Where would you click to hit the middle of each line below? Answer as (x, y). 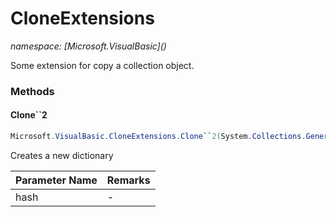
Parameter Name (56, 180)
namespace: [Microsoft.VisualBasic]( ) (88, 46)
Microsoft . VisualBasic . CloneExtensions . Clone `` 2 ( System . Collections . (158, 137)
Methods (32, 91)
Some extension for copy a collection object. (102, 65)
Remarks (128, 180)
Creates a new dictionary (62, 155)
